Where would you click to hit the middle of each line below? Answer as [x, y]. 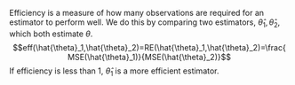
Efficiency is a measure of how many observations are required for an [137, 13]
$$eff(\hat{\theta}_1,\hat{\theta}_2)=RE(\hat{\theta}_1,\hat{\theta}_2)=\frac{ [149, 47]
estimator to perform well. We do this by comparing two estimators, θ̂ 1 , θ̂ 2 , [145, 23]
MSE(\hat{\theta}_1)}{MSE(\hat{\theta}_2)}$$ [149, 57]
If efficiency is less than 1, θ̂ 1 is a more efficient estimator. [114, 72]
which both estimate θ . [51, 34]
